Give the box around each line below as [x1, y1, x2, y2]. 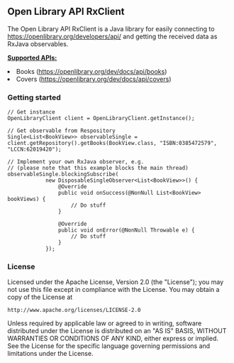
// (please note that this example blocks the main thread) [7, 165, 189, 172]
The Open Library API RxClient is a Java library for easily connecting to [7, 24, 215, 33]
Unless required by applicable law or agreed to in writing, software [7, 319, 202, 327]
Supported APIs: [7, 53, 57, 62]
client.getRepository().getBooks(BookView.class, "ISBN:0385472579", [7, 140, 218, 147]
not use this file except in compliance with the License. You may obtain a [7, 286, 220, 294]
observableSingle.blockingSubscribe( [7, 170, 119, 178]
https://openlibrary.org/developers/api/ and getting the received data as [7, 32, 218, 40]
